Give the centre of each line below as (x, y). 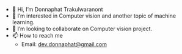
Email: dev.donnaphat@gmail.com (64, 44)
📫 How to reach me (37, 35)
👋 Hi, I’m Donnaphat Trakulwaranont (57, 9)
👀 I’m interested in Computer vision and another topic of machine (94, 16)
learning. (23, 22)
